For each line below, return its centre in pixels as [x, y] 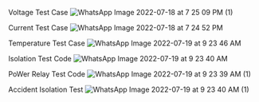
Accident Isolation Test [46, 89]
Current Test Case [38, 27]
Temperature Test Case [47, 43]
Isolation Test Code [40, 59]
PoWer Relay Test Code [47, 74]
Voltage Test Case [38, 12]
